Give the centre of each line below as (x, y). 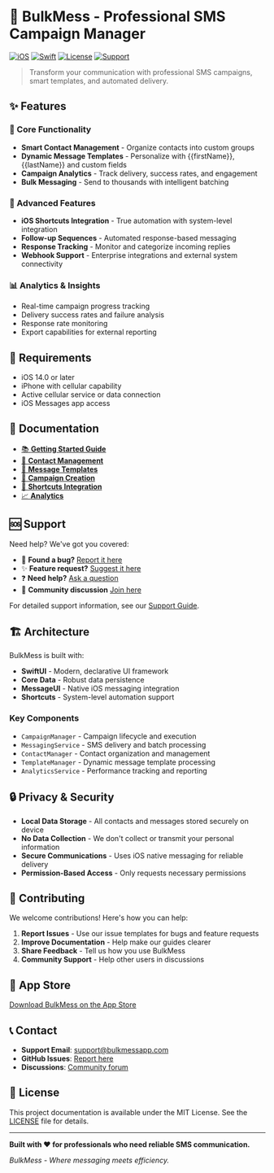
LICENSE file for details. (49, 1121)
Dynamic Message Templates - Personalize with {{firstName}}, (128, 156)
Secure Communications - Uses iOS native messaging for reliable (132, 855)
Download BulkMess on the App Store (73, 1005)
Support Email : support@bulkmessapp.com (95, 1050)
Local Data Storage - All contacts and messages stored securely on (135, 821)
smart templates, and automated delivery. (99, 81)
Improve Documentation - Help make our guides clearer (116, 942)
